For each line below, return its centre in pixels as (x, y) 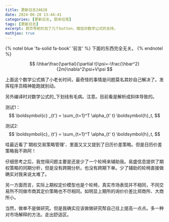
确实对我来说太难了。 (27, 174)
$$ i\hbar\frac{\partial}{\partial (61, 64)
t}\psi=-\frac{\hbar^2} (117, 64)
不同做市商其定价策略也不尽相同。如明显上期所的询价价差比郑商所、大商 (89, 191)
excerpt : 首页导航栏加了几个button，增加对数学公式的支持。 (62, 29)
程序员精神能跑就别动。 (34, 86)
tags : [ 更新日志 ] (22, 24)
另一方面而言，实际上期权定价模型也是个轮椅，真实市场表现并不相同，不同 (82, 185)
